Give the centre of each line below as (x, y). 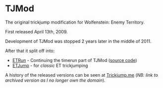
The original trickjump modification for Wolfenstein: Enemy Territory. (75, 22)
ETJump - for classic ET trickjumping (50, 65)
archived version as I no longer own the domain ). (55, 80)
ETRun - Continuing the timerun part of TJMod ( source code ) (75, 60)
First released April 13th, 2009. (36, 31)
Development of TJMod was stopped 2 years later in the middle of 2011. (78, 41)
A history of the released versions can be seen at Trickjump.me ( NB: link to (82, 75)
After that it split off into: (30, 51)
